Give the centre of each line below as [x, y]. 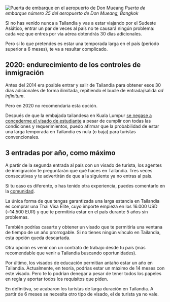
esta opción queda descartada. [38, 238]
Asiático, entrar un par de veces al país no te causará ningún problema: [80, 28]
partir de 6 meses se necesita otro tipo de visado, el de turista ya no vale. [82, 294]
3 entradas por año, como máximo [60, 153]
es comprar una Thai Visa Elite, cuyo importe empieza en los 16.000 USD [81, 206]
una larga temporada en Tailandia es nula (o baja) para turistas [71, 131]
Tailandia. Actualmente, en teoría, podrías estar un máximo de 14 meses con [85, 268]
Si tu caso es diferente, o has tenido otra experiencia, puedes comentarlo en [85, 185]
